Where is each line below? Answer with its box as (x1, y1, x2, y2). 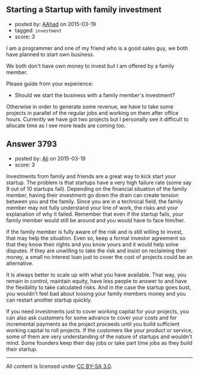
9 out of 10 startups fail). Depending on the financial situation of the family (6, 185, 188, 192)
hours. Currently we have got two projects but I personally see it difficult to (6, 116, 189, 123)
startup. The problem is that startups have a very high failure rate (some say (6, 179, 192, 186)
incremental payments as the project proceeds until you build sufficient (6, 320, 180, 328)
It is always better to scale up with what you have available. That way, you (6, 271, 187, 278)
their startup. (6, 345, 38, 352)
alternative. (6, 259, 34, 267)
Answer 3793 (6, 139, 57, 149)
